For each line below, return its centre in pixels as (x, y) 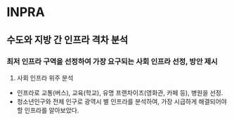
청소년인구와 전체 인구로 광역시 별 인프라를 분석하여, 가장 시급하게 (107, 101)
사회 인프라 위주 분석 (45, 78)
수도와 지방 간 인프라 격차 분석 (67, 40)
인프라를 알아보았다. (52, 110)
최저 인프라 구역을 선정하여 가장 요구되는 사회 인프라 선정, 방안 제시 (112, 62)
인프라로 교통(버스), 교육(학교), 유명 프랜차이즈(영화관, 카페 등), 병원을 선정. (120, 92)
